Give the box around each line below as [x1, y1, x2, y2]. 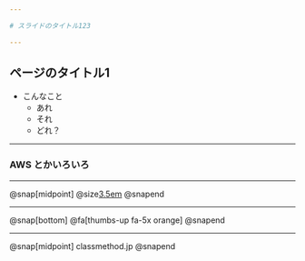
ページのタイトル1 [9, 65, 111, 81]
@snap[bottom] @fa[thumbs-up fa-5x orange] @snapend [9, 215, 225, 226]
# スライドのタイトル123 [9, 21, 91, 30]
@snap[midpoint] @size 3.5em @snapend [9, 188, 165, 199]
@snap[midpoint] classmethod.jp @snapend [9, 240, 176, 251]
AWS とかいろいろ [9, 158, 90, 171]
